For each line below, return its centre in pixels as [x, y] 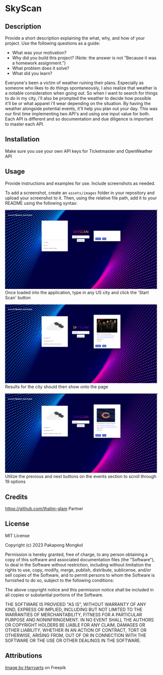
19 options [15, 481]
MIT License [17, 535]
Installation [22, 139]
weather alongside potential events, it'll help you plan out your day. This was [81, 108]
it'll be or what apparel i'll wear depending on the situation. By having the [78, 103]
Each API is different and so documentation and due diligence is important [79, 119]
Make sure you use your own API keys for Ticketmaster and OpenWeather [79, 151]
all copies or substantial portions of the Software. [54, 595]
